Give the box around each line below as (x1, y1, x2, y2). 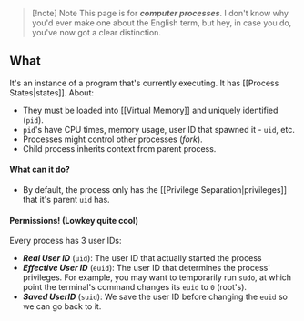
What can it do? (9, 164, 70, 176)
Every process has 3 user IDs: (9, 236, 122, 246)
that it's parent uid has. (22, 195, 111, 206)
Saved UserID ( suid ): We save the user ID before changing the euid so (22, 291, 289, 303)
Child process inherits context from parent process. (22, 143, 217, 154)
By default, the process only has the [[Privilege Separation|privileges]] (22, 185, 288, 196)
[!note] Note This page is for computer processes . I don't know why (31, 8, 289, 18)
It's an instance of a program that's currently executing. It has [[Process (9, 77, 279, 88)
